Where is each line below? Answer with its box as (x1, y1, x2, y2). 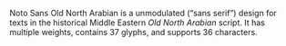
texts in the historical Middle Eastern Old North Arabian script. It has (9, 17, 266, 28)
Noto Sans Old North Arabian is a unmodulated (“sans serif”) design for (9, 8, 278, 18)
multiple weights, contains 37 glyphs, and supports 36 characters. (9, 27, 258, 37)
